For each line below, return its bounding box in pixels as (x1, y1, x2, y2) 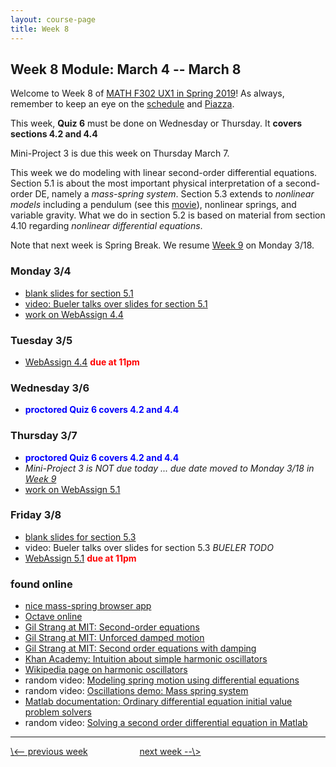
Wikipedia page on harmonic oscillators (24, 664, 188, 676)
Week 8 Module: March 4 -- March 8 (10, 61, 242, 78)
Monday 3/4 (10, 264, 72, 278)
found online (10, 577, 73, 591)
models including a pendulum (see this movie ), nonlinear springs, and (10, 199, 297, 211)
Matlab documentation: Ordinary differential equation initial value (24, 696, 293, 708)
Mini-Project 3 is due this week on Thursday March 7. (10, 147, 230, 160)
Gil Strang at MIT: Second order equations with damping (24, 642, 257, 655)
